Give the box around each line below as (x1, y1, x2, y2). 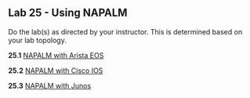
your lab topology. (8, 35, 67, 45)
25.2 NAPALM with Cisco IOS (8, 66, 103, 75)
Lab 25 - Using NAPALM (8, 6, 128, 20)
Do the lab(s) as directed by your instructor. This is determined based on (8, 27, 243, 36)
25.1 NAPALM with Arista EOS (8, 50, 104, 60)
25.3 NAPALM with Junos (8, 81, 92, 90)
